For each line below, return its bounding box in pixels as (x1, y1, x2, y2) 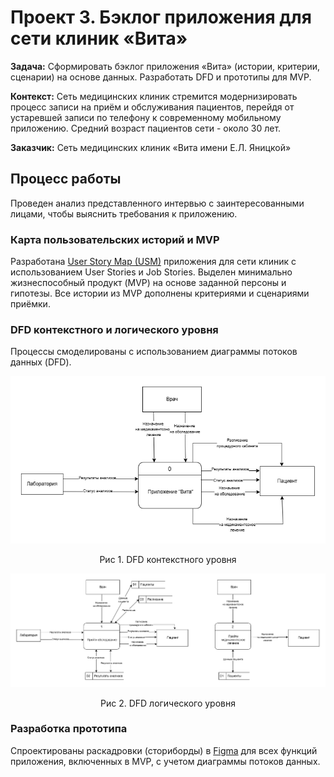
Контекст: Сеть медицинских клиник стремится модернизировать (10, 90, 298, 102)
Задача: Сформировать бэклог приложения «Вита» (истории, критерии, (10, 60, 321, 72)
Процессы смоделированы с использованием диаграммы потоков (10, 346, 298, 358)
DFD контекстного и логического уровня (10, 322, 219, 336)
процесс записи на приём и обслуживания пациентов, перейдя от (10, 101, 295, 113)
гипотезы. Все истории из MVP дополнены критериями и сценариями (10, 287, 310, 300)
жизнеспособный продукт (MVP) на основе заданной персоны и (10, 277, 287, 289)
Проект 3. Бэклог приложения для (10, 6, 312, 29)
